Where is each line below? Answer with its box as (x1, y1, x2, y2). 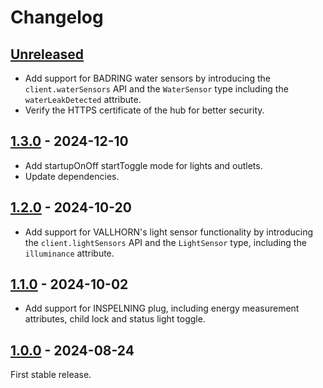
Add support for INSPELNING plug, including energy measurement (24, 302, 300, 315)
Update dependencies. (24, 170, 120, 182)
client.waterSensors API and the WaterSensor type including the (24, 83, 289, 95)
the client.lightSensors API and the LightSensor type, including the (24, 236, 307, 248)
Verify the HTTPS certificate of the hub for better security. (24, 104, 265, 116)
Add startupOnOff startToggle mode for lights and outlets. (24, 159, 263, 171)
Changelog (10, 6, 104, 29)
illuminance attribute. (24, 247, 115, 259)
